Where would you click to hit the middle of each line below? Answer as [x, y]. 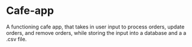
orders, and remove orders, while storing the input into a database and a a [96, 32]
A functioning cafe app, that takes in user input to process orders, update [95, 27]
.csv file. [17, 39]
